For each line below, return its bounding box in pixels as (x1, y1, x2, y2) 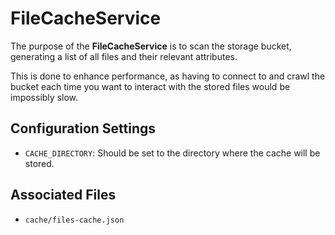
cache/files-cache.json (24, 215, 125, 225)
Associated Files (10, 187, 117, 204)
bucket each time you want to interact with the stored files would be (10, 80, 291, 92)
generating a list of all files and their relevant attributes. (10, 50, 238, 62)
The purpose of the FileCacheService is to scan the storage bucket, (10, 40, 292, 52)
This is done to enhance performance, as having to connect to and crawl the (10, 70, 326, 82)
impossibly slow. (10, 91, 79, 103)
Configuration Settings (10, 120, 157, 137)
